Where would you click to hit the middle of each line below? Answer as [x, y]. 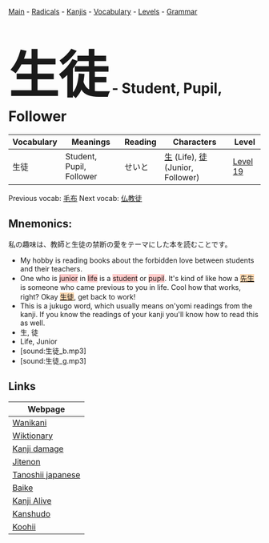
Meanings [91, 142]
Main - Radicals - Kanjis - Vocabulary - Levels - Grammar [103, 12]
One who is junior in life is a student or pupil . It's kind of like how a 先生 [137, 278]
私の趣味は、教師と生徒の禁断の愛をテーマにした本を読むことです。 [120, 244]
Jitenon [26, 461]
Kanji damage [38, 448]
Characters [195, 142]
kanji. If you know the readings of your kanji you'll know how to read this [139, 314]
